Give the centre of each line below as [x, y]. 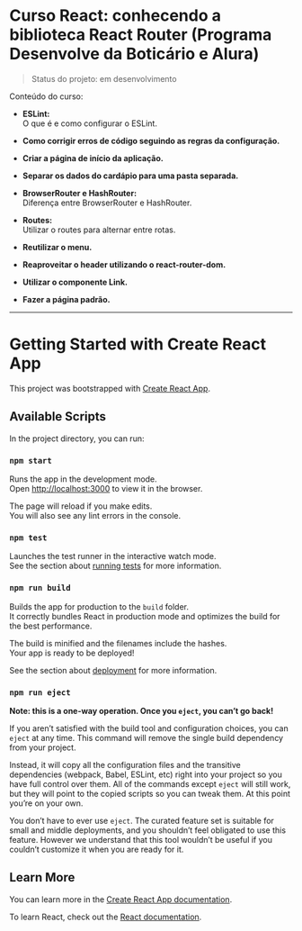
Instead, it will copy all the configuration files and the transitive [125, 764]
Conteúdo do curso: [46, 96]
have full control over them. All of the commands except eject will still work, [150, 783]
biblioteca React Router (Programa [141, 35]
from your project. [43, 747]
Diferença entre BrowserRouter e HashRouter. [107, 203]
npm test [28, 538]
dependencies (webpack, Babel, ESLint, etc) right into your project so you [146, 774]
